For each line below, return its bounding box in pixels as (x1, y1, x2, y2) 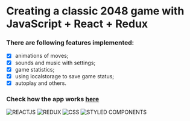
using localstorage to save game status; (14, 72, 115, 79)
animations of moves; (14, 52, 69, 60)
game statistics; (14, 66, 55, 73)
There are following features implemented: (6, 39, 135, 47)
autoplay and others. (14, 79, 66, 87)
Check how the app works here (6, 95, 100, 103)
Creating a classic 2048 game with (6, 4, 185, 18)
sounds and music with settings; (14, 59, 96, 66)
